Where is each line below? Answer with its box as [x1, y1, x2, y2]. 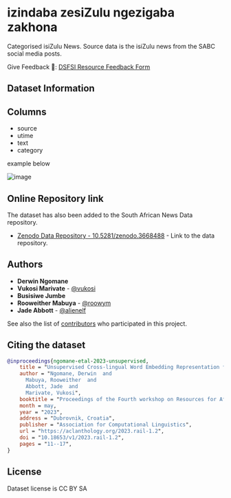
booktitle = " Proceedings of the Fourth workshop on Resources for [19, 396, 217, 403]
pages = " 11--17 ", [19, 440, 72, 447]
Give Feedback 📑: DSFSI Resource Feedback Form [7, 63, 151, 71]
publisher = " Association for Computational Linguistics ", [19, 421, 192, 429]
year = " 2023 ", [19, 409, 63, 416]
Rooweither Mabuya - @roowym [16, 299, 111, 307]
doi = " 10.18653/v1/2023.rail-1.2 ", [19, 434, 125, 441]
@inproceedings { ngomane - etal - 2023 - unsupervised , [7, 357, 149, 365]
